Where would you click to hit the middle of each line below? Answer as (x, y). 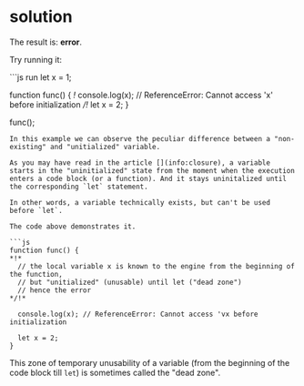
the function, (36, 274)
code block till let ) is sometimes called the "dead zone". (115, 372)
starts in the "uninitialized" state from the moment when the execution (152, 170)
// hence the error (55, 290)
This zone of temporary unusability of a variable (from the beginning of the (150, 362)
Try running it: (35, 59)
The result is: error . (46, 42)
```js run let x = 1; (41, 77)
